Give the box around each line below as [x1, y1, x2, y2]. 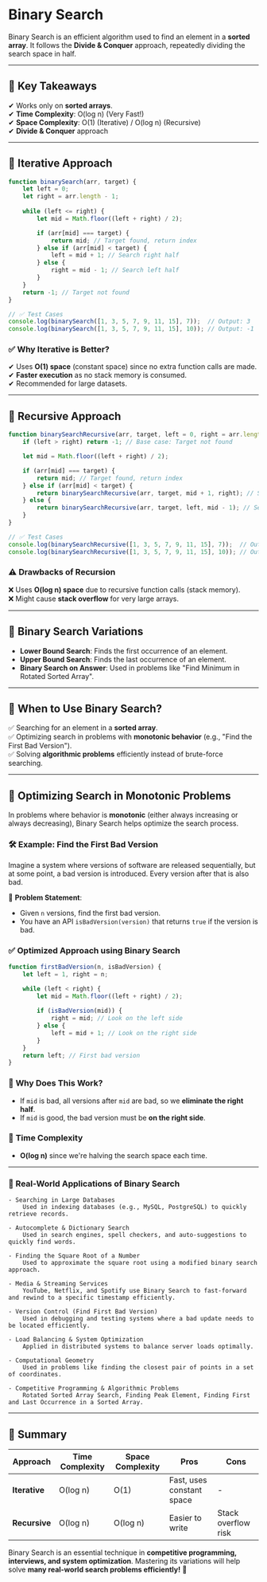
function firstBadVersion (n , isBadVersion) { [8, 963, 161, 971]
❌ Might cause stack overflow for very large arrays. [8, 594, 179, 603]
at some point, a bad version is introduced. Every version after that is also [8, 869, 250, 878]
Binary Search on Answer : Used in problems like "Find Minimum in [19, 663, 240, 673]
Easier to [168, 1512, 203, 1523]
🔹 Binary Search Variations [8, 625, 144, 638]
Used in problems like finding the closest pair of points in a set [22, 1364, 254, 1372]
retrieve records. [8, 1210, 69, 1219]
